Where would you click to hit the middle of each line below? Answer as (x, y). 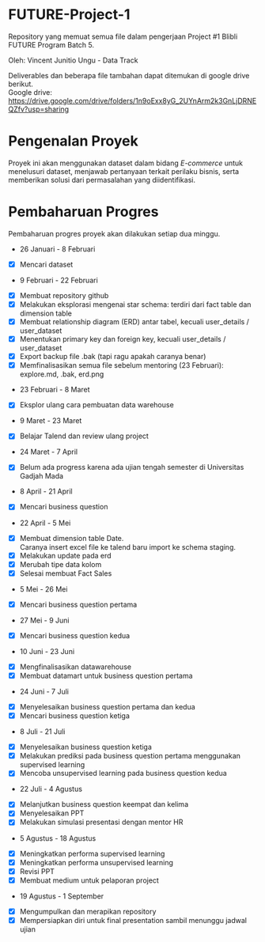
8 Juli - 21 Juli (42, 732)
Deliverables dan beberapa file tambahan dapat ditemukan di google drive (129, 75)
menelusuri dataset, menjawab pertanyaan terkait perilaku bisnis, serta (124, 171)
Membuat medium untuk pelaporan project (89, 880)
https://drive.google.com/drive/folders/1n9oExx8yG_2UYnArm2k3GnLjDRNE (132, 100)
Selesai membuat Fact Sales (66, 573)
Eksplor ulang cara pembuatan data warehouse (97, 405)
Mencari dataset (46, 264)
